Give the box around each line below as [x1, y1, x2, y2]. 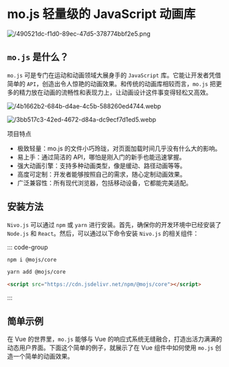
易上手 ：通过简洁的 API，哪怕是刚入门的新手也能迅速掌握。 [17, 152, 186, 161]
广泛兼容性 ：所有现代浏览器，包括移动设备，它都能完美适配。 [17, 179, 193, 187]
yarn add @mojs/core [7, 268, 67, 276]
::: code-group [7, 243, 48, 251]
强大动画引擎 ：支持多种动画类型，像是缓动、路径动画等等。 [17, 161, 186, 170]
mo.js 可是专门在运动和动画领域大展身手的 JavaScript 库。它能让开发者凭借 [7, 70, 221, 79]
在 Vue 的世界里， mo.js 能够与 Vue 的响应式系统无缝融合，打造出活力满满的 [7, 335, 222, 343]
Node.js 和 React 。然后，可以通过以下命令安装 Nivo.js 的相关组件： [7, 229, 199, 237]
